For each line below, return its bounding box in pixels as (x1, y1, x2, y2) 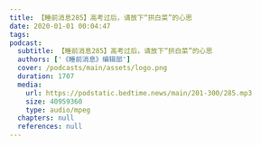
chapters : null (17, 113, 75, 122)
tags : (9, 30, 30, 39)
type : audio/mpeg (25, 105, 91, 114)
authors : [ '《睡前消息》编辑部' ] (17, 55, 131, 64)
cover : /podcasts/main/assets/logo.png (17, 64, 168, 73)
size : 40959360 (25, 96, 83, 106)
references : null (17, 122, 83, 131)
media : (17, 80, 42, 89)
